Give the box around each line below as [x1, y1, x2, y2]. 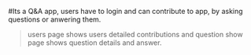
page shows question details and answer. [27, 38, 162, 47]
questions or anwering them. [8, 15, 102, 24]
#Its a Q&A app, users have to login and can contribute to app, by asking [8, 7, 243, 15]
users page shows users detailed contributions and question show [27, 30, 243, 39]
